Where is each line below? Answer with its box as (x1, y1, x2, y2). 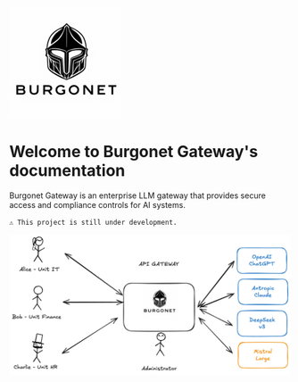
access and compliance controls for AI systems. (9, 199, 186, 210)
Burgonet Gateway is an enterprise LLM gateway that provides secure (9, 190, 266, 201)
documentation (9, 161, 126, 181)
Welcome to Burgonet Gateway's (9, 142, 259, 162)
